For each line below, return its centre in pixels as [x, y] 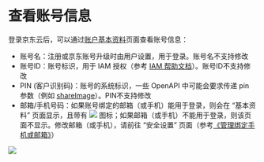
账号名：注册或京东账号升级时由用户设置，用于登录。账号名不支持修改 [134, 56]
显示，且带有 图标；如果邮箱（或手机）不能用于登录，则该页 [148, 115]
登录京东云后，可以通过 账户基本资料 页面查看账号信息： [98, 39]
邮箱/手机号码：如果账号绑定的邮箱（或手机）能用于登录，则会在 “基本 [134, 105]
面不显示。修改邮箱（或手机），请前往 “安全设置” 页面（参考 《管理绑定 [134, 125]
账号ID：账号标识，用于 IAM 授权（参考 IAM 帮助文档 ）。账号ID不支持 [132, 66]
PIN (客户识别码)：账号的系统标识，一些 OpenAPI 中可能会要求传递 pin [134, 85]
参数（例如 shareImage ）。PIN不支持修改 [85, 95]
